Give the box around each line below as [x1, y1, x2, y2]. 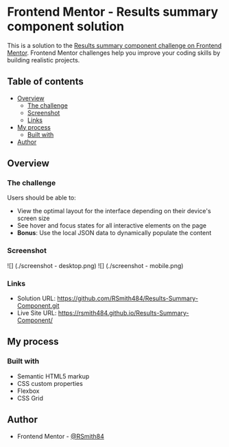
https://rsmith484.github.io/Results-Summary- [58, 309, 189, 317]
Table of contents [7, 76, 84, 88]
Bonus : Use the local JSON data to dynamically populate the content [16, 229, 212, 237]
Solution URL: [16, 294, 56, 302]
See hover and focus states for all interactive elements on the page [16, 221, 207, 230]
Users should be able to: [7, 193, 77, 202]
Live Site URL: [16, 309, 57, 317]
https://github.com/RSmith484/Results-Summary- [57, 294, 199, 302]
